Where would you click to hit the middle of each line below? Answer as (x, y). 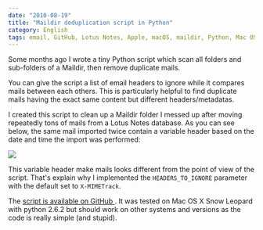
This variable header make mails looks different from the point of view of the (131, 170)
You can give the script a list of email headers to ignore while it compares (126, 83)
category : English (38, 30)
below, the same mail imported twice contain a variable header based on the (131, 131)
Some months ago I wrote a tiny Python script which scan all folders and (125, 59)
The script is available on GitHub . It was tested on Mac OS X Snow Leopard (130, 201)
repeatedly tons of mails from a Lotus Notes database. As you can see (121, 123)
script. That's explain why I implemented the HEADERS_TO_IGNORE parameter (128, 178)
